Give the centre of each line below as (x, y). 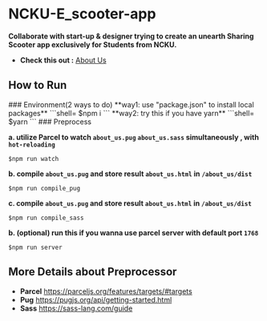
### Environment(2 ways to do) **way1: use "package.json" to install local (131, 104)
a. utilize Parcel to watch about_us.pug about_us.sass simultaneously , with (133, 137)
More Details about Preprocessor (93, 272)
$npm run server (35, 247)
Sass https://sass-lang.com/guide (76, 308)
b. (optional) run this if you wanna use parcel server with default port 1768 (133, 232)
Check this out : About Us (63, 60)
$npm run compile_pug (44, 188)
